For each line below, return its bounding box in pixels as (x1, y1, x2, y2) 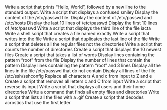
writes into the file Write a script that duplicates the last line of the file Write (5, 36, 160, 42)
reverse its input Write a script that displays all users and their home (5, 84, 145, 89)
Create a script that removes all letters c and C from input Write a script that (5, 78, 161, 84)
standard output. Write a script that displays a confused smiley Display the (5, 9, 158, 15)
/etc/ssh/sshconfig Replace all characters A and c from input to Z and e (5, 73, 152, 79)
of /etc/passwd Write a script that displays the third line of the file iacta (5, 25, 151, 31)
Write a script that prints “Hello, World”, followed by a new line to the (5, 4, 146, 10)
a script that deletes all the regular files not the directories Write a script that (5, 41, 162, 47)
